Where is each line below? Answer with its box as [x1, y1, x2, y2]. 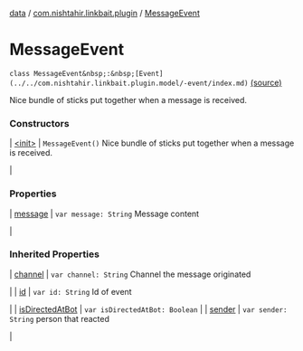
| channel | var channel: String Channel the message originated [9, 269, 251, 280]
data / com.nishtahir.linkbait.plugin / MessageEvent [9, 8, 201, 18]
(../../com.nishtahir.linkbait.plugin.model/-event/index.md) [9, 79, 249, 88]
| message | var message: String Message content [9, 208, 200, 219]
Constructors [9, 117, 70, 129]
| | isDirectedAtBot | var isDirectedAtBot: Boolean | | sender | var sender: [9, 303, 288, 315]
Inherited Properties [9, 248, 99, 261]
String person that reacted [9, 313, 110, 324]
